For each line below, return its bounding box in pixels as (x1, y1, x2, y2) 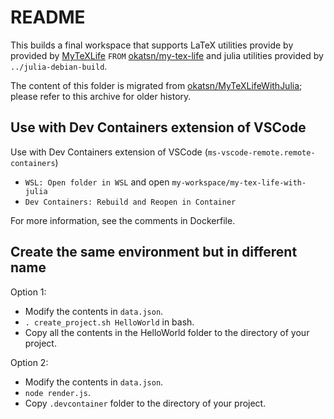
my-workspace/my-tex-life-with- (171, 177, 307, 188)
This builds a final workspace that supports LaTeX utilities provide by (10, 39, 294, 51)
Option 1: (10, 286, 47, 298)
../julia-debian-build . (10, 60, 108, 72)
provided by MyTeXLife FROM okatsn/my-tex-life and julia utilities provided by (10, 49, 324, 61)
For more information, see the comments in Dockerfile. (10, 214, 236, 226)
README (10, 6, 86, 29)
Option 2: (10, 356, 49, 368)
